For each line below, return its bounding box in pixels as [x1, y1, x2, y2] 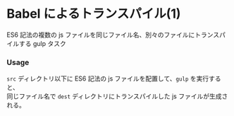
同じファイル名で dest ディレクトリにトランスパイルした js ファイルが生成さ [6, 92, 228, 100]
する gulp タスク [18, 39, 66, 47]
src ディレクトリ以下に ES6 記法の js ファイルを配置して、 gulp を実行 [6, 74, 209, 83]
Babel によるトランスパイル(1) [6, 6, 181, 22]
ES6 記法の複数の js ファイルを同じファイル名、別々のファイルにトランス [6, 30, 220, 39]
